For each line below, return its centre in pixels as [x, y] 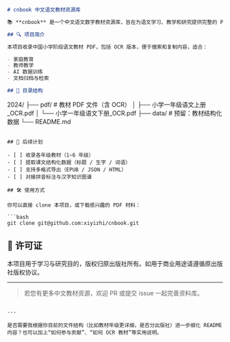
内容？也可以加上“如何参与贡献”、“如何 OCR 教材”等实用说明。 [85, 332]
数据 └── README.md [39, 121]
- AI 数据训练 [25, 72]
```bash [18, 217]
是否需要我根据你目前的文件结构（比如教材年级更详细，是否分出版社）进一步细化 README [115, 325]
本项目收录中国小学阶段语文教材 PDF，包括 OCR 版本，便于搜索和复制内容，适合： [107, 47]
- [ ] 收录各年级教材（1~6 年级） [51, 155]
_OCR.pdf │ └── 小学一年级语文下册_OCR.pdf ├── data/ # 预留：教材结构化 [115, 113]
